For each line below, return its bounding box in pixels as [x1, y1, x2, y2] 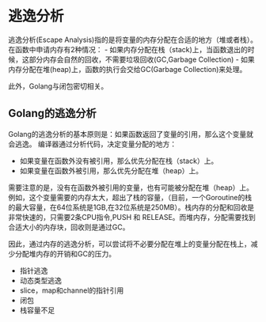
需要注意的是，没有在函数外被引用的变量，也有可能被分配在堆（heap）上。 [8, 183, 254, 192]
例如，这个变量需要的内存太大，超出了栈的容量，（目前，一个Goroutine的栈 [8, 192, 252, 202]
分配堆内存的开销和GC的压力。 [14, 248, 116, 258]
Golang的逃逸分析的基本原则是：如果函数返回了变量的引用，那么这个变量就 [8, 129, 253, 138]
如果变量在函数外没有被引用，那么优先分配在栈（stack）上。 [19, 156, 218, 165]
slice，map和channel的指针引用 [19, 286, 124, 295]
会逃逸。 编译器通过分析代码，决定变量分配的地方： [8, 139, 177, 149]
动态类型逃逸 [19, 275, 62, 285]
